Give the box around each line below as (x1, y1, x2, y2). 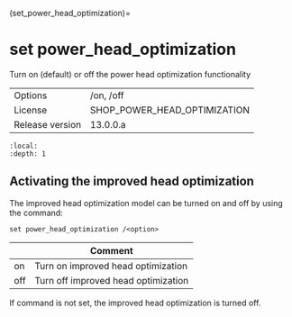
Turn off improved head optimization (34, 274, 189, 286)
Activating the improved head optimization (9, 174, 255, 189)
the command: (9, 207, 63, 218)
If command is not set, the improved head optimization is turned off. (9, 297, 261, 308)
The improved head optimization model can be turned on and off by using (9, 197, 284, 208)
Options (14, 89, 48, 102)
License (14, 104, 48, 116)
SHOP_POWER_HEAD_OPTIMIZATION (89, 104, 251, 116)
